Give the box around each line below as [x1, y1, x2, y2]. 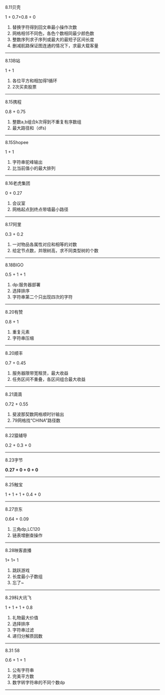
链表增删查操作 [12, 532, 43, 538]
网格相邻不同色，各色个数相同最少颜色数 [12, 30, 94, 36]
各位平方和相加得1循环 [12, 78, 57, 84]
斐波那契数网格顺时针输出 [12, 411, 64, 417]
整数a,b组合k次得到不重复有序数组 [12, 119, 82, 124]
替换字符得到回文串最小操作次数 [12, 24, 77, 30]
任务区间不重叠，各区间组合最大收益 [12, 376, 86, 382]
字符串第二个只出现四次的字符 [12, 294, 73, 300]
